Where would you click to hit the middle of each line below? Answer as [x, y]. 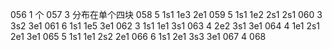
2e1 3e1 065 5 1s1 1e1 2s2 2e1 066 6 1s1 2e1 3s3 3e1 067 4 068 [138, 36]
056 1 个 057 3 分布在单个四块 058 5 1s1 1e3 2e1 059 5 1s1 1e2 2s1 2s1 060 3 [166, 14]
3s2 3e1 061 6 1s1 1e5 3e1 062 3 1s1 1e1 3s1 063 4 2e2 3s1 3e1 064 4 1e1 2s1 [165, 26]
